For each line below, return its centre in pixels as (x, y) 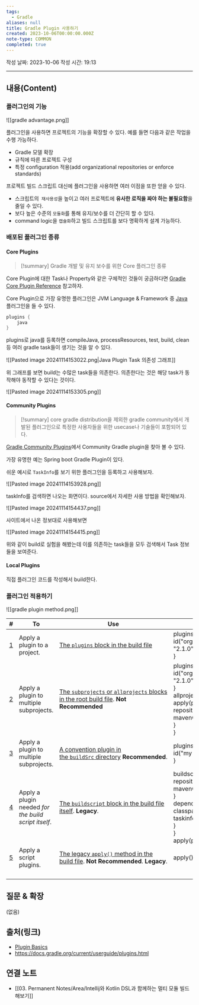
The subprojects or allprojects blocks (113, 692)
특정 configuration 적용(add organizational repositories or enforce (94, 167)
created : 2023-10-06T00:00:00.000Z (50, 34)
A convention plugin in (90, 750)
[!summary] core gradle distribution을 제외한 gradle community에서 (102, 419)
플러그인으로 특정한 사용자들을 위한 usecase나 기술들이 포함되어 (106, 426)
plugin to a (33, 645)
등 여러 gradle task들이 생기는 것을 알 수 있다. (59, 348)
